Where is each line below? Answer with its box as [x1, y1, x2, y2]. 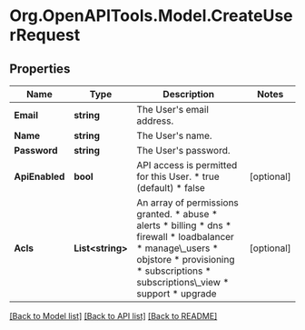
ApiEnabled [14, 170, 65, 183]
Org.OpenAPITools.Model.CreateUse [9, 5, 293, 26]
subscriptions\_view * [136, 276, 230, 288]
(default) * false [136, 182, 206, 194]
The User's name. [136, 129, 212, 142]
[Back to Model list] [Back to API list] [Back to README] [9, 311, 218, 321]
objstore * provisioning [136, 254, 235, 265]
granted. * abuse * [136, 208, 218, 220]
